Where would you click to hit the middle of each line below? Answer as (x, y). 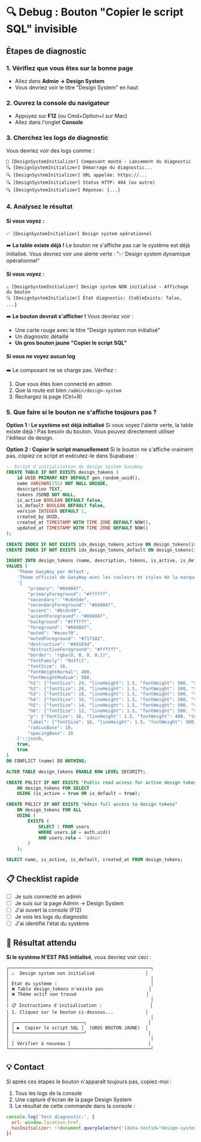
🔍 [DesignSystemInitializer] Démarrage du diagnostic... (79, 168)
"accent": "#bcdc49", (55, 611)
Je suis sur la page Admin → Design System (69, 903)
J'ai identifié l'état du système (52, 924)
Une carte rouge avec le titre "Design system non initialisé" (87, 330)
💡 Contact (25, 1067)
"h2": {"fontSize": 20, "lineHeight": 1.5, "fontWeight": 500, (108, 689)
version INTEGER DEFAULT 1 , (52, 511)
